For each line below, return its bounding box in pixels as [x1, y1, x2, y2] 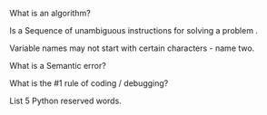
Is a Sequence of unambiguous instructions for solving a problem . [9, 25, 259, 35]
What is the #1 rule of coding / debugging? [9, 78, 169, 89]
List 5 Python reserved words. [9, 95, 123, 106]
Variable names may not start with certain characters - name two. [9, 43, 255, 53]
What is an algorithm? [9, 8, 91, 18]
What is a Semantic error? [9, 61, 106, 71]
